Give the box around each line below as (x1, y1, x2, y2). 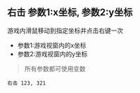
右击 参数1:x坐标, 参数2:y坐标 (7, 6, 133, 19)
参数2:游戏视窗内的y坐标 (17, 49, 88, 58)
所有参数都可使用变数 (24, 65, 86, 73)
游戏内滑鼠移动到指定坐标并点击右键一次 (7, 26, 123, 35)
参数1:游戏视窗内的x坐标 (17, 41, 87, 49)
